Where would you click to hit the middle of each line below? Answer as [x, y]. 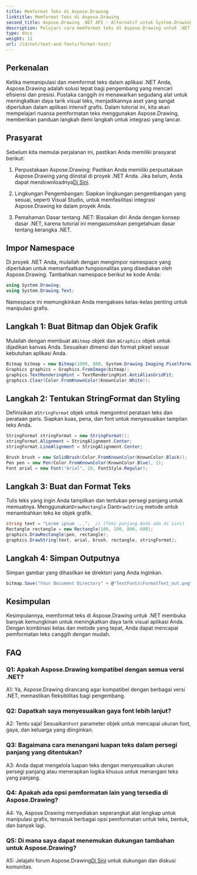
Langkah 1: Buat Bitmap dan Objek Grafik [82, 327]
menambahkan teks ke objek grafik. [49, 513]
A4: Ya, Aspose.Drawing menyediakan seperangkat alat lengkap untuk [91, 813]
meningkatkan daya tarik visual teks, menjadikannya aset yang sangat [90, 101]
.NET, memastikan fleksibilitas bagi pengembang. [66, 696]
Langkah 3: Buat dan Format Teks [68, 486]
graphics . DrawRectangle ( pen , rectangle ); [57, 534]
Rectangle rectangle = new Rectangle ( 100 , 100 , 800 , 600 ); [80, 529]
